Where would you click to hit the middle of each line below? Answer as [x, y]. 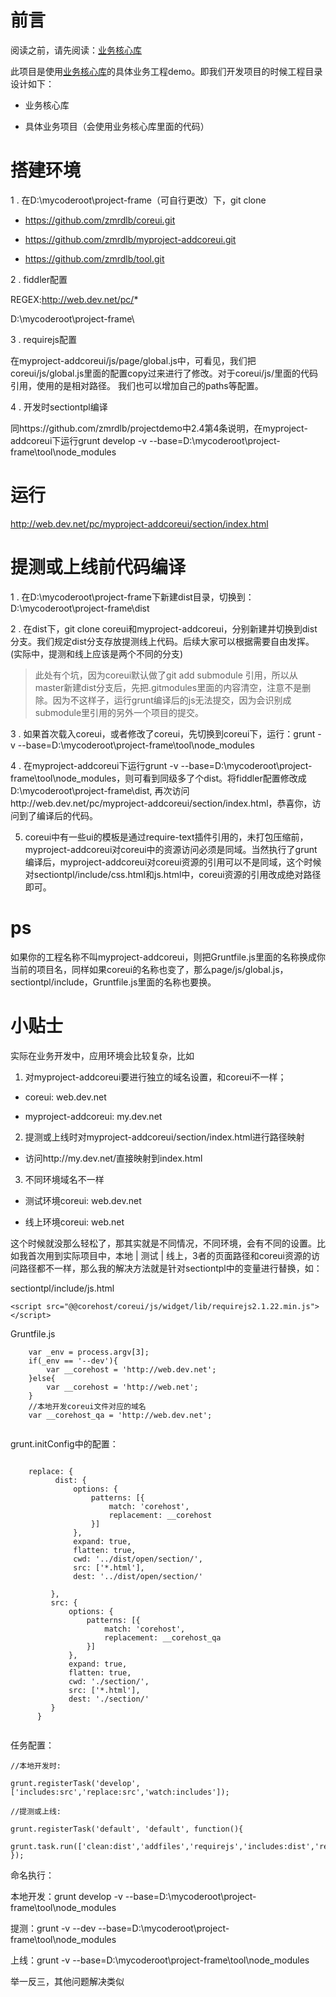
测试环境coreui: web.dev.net [83, 1200]
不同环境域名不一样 [64, 1179]
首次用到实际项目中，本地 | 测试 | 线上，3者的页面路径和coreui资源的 [169, 1255]
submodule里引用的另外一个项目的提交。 [119, 712]
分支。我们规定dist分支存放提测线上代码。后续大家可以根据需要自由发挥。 [162, 641]
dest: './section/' [109, 1699]
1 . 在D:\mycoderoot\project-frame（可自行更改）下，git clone [138, 200]
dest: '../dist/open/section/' [138, 1576]
